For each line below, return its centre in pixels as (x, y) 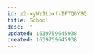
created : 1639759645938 (42, 40)
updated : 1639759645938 (42, 33)
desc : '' (20, 27)
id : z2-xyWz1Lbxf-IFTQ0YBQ (47, 14)
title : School (28, 20)
